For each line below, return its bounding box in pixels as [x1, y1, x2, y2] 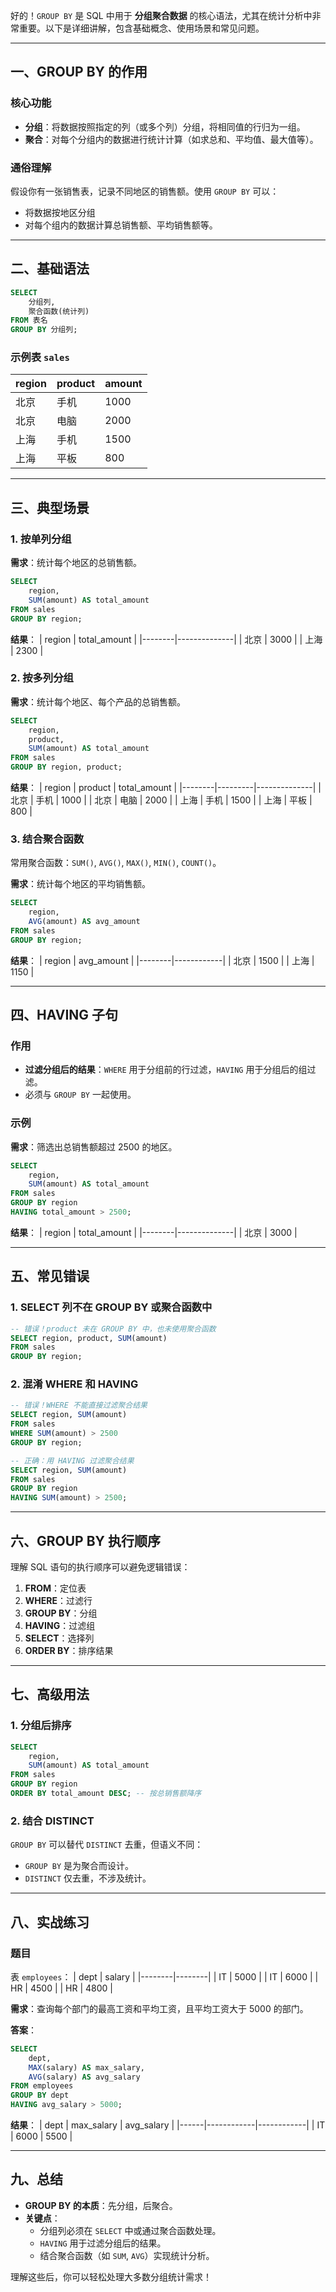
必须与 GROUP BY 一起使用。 [24, 1089, 137, 1101]
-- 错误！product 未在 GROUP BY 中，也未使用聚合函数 [10, 1324, 217, 1334]
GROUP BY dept [10, 2090, 70, 2101]
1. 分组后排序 [10, 1719, 72, 1733]
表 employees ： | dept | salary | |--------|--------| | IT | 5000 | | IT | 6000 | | [10, 1970, 319, 1983]
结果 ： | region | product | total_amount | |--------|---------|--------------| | [10, 782, 322, 794]
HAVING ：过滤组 [24, 1620, 96, 1632]
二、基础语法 [10, 260, 90, 278]
